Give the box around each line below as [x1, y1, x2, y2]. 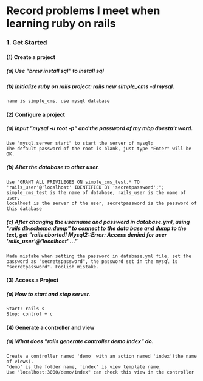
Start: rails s [6, 306, 45, 312]
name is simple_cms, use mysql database [6, 98, 111, 104]
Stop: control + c [6, 311, 53, 317]
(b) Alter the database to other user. [6, 164, 100, 171]
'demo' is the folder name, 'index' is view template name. [6, 363, 162, 370]
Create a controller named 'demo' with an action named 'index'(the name [6, 353, 198, 359]
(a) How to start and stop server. [6, 290, 91, 298]
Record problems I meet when [6, 4, 160, 18]
